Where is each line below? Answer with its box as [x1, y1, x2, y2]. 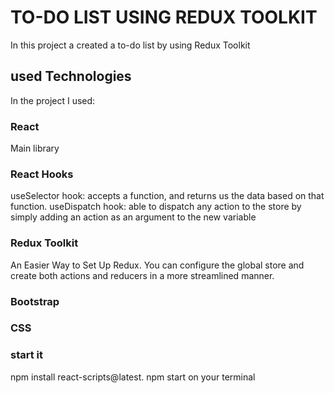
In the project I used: [10, 94, 96, 106]
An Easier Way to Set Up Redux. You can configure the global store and [10, 259, 305, 271]
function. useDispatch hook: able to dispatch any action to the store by [10, 201, 302, 213]
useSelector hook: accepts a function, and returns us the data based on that [10, 190, 325, 202]
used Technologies [10, 68, 132, 85]
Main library [10, 142, 60, 155]
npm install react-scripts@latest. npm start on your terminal [10, 371, 256, 383]
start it [10, 348, 44, 362]
